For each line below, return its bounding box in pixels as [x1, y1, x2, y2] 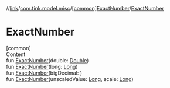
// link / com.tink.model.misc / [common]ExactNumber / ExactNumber [6, 5, 164, 12]
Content [6, 51, 26, 58]
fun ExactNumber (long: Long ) [6, 63, 78, 70]
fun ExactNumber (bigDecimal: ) [6, 69, 83, 76]
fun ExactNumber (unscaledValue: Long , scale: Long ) [6, 75, 134, 82]
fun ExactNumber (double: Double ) [6, 57, 89, 64]
